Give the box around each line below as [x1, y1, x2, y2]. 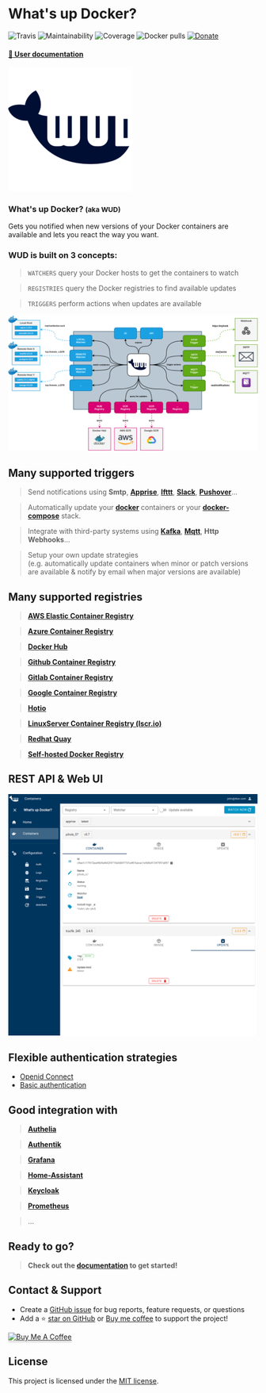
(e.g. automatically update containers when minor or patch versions [27, 558, 249, 568]
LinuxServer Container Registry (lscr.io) [27, 719, 162, 728]
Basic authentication [19, 1080, 87, 1090]
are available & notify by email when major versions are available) [27, 567, 241, 577]
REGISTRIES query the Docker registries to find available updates [27, 283, 237, 293]
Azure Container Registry [27, 627, 114, 635]
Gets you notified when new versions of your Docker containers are [8, 221, 229, 231]
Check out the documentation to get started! [27, 1261, 178, 1270]
